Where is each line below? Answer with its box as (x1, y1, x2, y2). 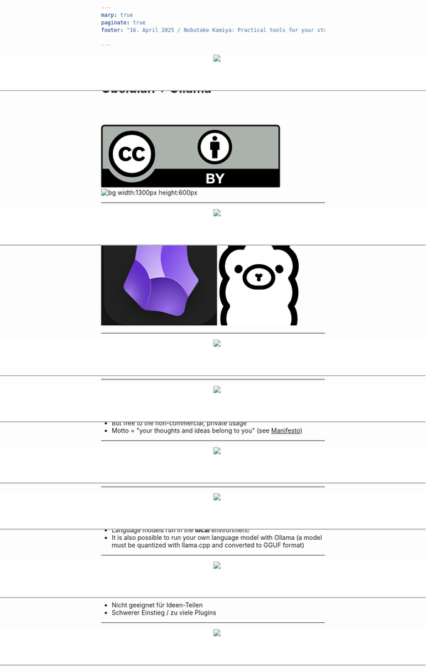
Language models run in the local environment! (111, 526, 250, 534)
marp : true (101, 11, 133, 18)
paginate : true (101, 18, 146, 26)
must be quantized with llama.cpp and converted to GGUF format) (111, 541, 305, 550)
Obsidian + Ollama (101, 80, 212, 97)
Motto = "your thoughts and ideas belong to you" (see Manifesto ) (111, 426, 303, 435)
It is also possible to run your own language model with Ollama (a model (111, 533, 322, 542)
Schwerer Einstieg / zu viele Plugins (111, 608, 217, 617)
